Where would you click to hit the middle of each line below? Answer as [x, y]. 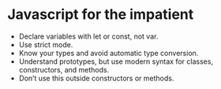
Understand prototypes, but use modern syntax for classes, [116, 61]
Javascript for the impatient [101, 15]
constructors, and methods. [64, 69]
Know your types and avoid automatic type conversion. [109, 53]
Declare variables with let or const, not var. [88, 36]
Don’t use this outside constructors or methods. [96, 78]
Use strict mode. [46, 44]
